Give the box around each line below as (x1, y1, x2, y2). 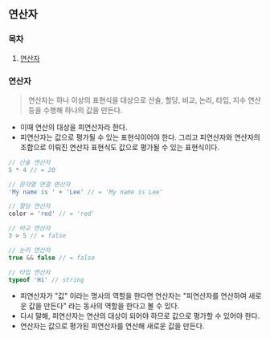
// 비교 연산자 (8, 224, 51, 233)
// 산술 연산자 (8, 158, 51, 166)
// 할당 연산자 (8, 202, 51, 210)
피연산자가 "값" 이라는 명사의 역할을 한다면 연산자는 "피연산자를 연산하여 (19, 291, 247, 301)
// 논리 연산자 (8, 246, 51, 255)
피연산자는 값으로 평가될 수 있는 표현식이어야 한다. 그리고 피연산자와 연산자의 (19, 132, 261, 142)
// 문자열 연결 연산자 (8, 180, 71, 189)
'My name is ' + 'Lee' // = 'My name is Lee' (8, 188, 163, 196)
